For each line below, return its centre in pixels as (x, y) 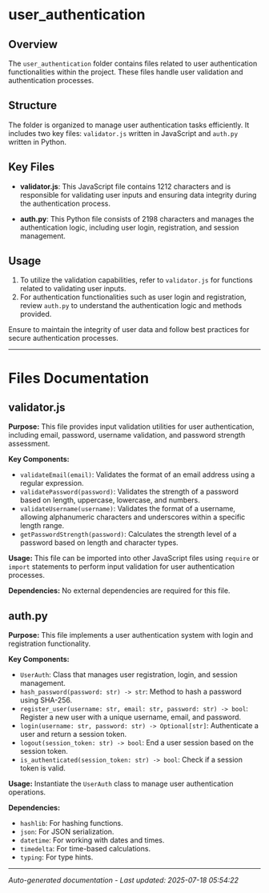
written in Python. (37, 142)
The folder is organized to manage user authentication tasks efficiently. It (129, 125)
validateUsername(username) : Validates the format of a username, (128, 509)
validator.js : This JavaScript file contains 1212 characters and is (125, 186)
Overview (33, 44)
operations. (27, 792)
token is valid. (43, 768)
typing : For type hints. (56, 857)
